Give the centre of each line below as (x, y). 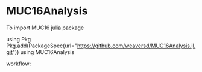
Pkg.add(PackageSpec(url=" (42, 46)
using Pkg (19, 39)
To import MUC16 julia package (45, 28)
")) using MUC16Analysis (43, 52)
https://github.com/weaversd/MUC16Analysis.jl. (136, 46)
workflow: (19, 64)
